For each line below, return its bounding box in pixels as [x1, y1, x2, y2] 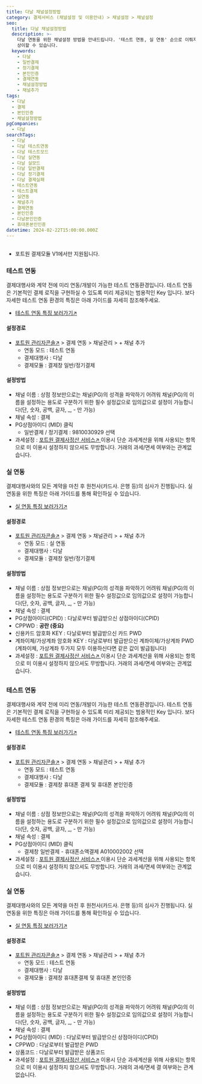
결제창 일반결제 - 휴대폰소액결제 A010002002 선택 [23, 847, 144, 855]
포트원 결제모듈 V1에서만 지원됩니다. [14, 251, 100, 258]
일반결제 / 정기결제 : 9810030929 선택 [23, 428, 115, 435]
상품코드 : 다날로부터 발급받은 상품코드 [14, 1048, 105, 1056]
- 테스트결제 [11, 188, 38, 194]
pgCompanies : [6, 121, 39, 127]
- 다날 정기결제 [11, 171, 45, 178]
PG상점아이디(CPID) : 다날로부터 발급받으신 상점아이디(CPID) [14, 614, 160, 621]
